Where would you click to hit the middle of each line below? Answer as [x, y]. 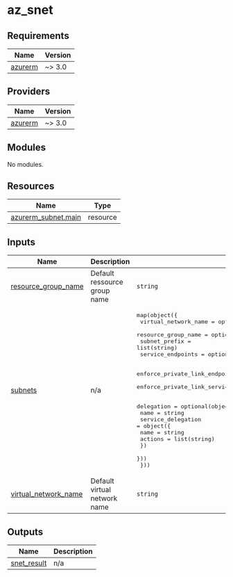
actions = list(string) [177, 439]
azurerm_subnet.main [46, 218]
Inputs [21, 242]
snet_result [29, 563]
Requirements [38, 36]
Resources [31, 186]
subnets [24, 390]
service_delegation [171, 420]
